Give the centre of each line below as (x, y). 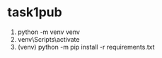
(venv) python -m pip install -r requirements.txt (86, 47)
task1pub (35, 12)
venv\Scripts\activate (48, 39)
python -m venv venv (48, 32)
